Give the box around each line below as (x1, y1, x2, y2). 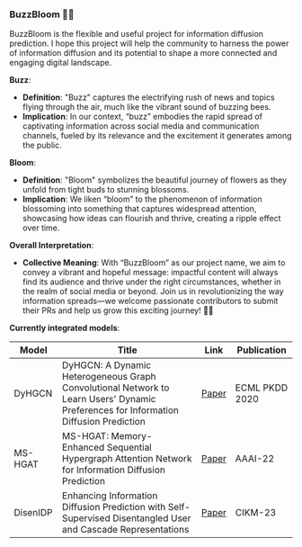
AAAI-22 (235, 453, 275, 465)
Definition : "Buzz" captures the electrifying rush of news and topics (22, 92, 276, 103)
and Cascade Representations (61, 524, 190, 536)
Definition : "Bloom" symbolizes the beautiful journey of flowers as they (22, 175, 288, 185)
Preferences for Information (61, 404, 180, 417)
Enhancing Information (61, 489, 158, 502)
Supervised (61, 512, 111, 525)
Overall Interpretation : (9, 240, 94, 251)
